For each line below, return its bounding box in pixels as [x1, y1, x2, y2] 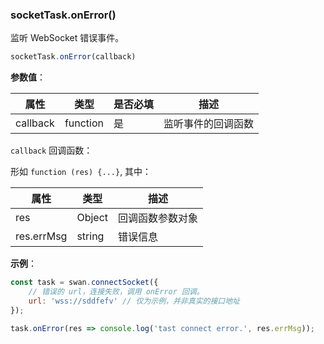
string [76, 229, 105, 243]
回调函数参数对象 [118, 211, 199, 225]
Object [76, 211, 109, 225]
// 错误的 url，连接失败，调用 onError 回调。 [28, 287, 205, 297]
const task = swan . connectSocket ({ [10, 278, 159, 288]
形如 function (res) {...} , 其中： [10, 166, 152, 178]
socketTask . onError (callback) [10, 52, 137, 62]
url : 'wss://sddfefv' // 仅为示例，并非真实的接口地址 [28, 296, 240, 306]
